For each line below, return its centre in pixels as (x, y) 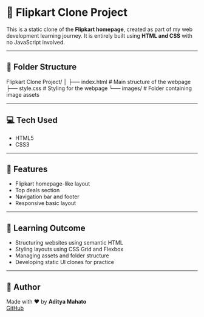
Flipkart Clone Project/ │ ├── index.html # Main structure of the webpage (99, 82)
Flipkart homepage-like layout (52, 184)
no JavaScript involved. (36, 42)
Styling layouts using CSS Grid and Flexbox (69, 249)
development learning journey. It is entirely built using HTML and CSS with (99, 35)
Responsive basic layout (46, 203)
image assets (23, 94)
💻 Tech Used (32, 120)
